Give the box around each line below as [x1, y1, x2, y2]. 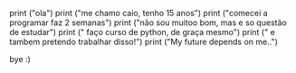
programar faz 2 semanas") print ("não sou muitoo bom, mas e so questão [9, 17, 287, 28]
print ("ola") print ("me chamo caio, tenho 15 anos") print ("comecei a [9, 8, 269, 18]
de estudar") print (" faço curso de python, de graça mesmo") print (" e [9, 27, 276, 37]
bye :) [9, 54, 32, 64]
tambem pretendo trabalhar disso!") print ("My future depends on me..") [9, 36, 278, 47]
